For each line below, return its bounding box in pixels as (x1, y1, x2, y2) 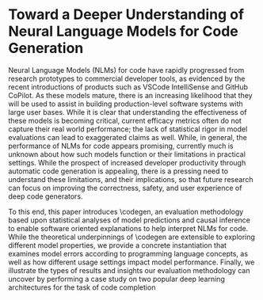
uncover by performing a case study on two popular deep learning (8, 274, 226, 283)
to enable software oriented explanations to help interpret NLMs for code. (8, 223, 249, 233)
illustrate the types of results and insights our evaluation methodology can (8, 265, 250, 275)
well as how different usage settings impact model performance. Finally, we (8, 257, 255, 267)
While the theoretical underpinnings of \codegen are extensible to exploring (8, 232, 256, 241)
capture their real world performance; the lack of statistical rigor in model (8, 124, 248, 134)
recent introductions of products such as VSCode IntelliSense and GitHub (8, 82, 248, 92)
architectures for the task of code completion (8, 283, 156, 292)
